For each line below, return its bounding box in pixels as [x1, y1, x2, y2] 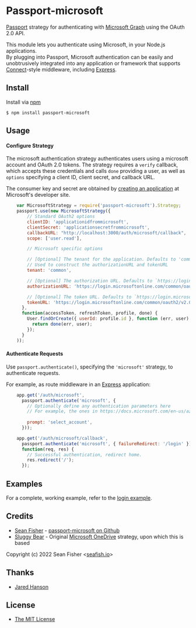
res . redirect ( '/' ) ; [27, 457, 75, 463]
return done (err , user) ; [32, 321, 93, 327]
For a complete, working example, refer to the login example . [6, 494, 152, 501]
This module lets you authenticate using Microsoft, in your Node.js [6, 41, 166, 48]
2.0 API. [6, 29, 25, 36]
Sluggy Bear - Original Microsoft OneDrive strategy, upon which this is [14, 533, 184, 540]
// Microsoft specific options [27, 246, 103, 252]
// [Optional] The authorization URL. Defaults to [27, 278, 153, 284]
